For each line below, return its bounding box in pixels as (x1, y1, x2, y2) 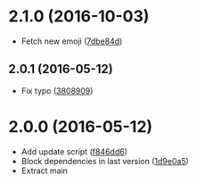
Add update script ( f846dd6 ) (21, 146, 128, 157)
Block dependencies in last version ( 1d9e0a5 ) (21, 155, 189, 166)
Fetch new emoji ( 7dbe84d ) (21, 36, 123, 46)
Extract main (21, 165, 69, 176)
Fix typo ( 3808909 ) (21, 85, 94, 96)
